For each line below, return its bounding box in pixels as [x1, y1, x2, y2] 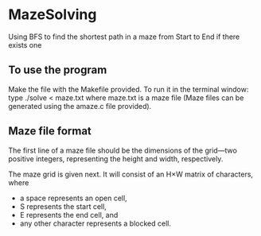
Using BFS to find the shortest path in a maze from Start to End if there [8, 32, 240, 41]
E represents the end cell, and [19, 210, 119, 219]
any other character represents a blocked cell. [19, 219, 171, 228]
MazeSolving [8, 6, 97, 24]
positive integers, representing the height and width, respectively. [8, 153, 224, 164]
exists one [8, 40, 42, 49]
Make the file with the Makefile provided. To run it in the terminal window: [8, 84, 249, 94]
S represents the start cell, [19, 201, 107, 211]
